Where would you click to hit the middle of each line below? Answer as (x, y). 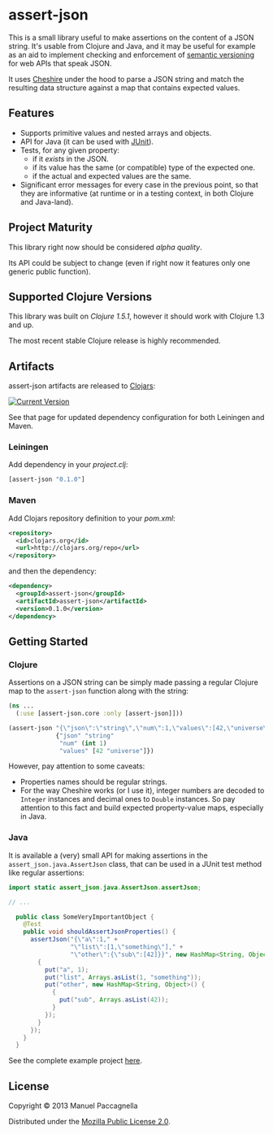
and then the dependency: (53, 571)
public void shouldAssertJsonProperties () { (100, 932)
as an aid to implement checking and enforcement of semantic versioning (131, 54)
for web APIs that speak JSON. (60, 63)
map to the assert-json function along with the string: (99, 691)
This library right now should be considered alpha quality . (106, 247)
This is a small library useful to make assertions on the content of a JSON (131, 37)
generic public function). (50, 271)
